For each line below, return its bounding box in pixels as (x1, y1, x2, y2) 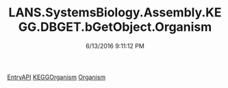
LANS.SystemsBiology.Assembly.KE (8, 5, 222, 20)
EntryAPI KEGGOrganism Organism (7, 73, 106, 81)
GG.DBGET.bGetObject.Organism (18, 19, 212, 35)
